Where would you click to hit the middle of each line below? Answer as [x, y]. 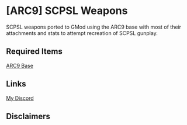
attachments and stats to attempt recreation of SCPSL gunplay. [82, 33]
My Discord [20, 98]
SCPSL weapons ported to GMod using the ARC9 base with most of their [94, 27]
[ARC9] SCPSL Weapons [67, 11]
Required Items [34, 52]
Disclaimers [28, 116]
